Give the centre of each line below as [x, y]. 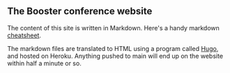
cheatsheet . [24, 35]
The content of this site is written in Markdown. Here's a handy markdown [113, 28]
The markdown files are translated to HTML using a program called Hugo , [113, 48]
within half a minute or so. [44, 63]
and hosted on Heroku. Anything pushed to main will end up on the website [115, 56]
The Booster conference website [80, 11]
